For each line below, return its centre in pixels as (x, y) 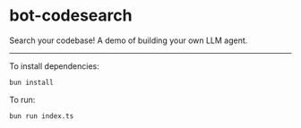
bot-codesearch (71, 16)
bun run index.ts (42, 116)
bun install (31, 82)
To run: (22, 99)
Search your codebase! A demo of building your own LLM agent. (129, 40)
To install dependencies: (55, 66)
